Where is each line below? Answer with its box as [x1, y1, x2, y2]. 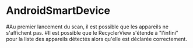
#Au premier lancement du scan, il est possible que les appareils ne [6, 23, 169, 30]
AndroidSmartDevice [6, 4, 111, 17]
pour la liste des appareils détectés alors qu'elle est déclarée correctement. [6, 35, 188, 42]
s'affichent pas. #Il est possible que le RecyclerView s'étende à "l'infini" [6, 29, 179, 36]
